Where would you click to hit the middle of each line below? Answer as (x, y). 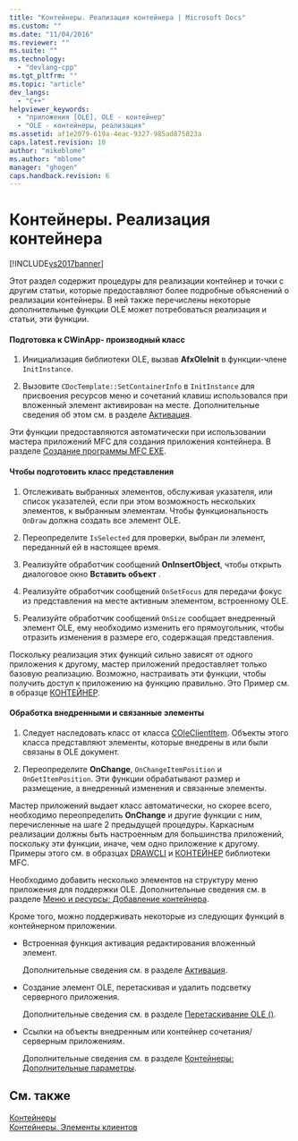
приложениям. (97, 1041)
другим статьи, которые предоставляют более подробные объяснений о (149, 291)
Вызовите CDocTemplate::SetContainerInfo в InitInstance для (138, 387)
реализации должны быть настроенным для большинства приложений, (147, 834)
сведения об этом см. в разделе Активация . (107, 415)
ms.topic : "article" (48, 84)
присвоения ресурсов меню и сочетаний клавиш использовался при (155, 396)
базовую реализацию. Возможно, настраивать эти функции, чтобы (138, 673)
